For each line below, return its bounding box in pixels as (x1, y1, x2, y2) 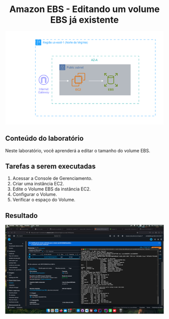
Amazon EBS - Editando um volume (9, 4, 160, 15)
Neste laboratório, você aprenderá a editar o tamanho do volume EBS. (5, 147, 150, 154)
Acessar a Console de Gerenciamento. (12, 175, 93, 181)
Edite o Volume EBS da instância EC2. (12, 186, 91, 192)
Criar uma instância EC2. (12, 181, 64, 187)
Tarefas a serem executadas (5, 162, 96, 171)
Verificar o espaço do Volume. (12, 197, 75, 203)
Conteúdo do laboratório (5, 134, 84, 143)
